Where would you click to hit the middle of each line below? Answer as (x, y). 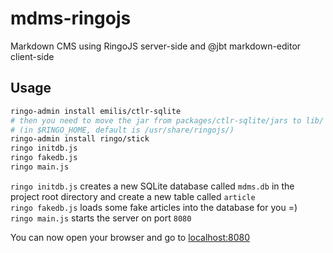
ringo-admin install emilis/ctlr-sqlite (96, 111)
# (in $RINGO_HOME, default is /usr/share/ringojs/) (122, 130)
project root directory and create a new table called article (133, 196)
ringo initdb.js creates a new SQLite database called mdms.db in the (152, 186)
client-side (32, 56)
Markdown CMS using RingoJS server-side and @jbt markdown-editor (156, 46)
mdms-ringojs (71, 18)
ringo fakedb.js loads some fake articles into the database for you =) (154, 207)
